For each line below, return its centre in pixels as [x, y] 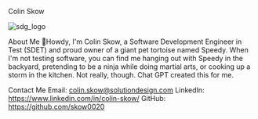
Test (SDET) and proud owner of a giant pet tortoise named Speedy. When [128, 50]
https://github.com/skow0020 [56, 106]
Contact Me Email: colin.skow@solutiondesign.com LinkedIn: [107, 90]
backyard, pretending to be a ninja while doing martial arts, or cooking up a [129, 67]
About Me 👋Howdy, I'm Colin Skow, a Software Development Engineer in [125, 41]
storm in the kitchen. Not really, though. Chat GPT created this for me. [121, 75]
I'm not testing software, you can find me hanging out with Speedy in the [125, 58]
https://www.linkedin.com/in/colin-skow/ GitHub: [87, 98]
